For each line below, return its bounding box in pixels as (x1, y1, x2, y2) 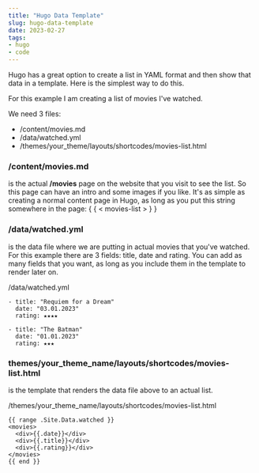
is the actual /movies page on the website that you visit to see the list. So (8, 179, 247, 188)
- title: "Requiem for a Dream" (8, 297, 114, 305)
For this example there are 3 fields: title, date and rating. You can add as (8, 250, 242, 259)
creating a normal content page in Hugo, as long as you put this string (8, 195, 235, 206)
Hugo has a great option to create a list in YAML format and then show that (8, 70, 251, 79)
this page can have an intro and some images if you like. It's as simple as (8, 187, 246, 197)
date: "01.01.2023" (15, 332, 80, 340)
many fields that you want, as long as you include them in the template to (8, 259, 246, 268)
